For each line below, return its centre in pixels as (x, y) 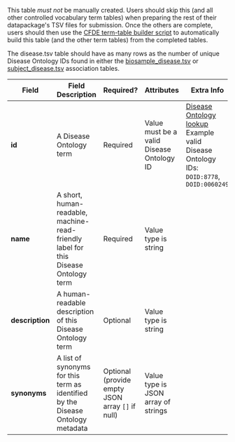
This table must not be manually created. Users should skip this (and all (110, 10)
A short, (69, 195)
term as (69, 384)
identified (72, 393)
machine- (73, 221)
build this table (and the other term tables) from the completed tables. (108, 40)
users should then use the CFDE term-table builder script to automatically (113, 32)
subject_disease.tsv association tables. (64, 68)
